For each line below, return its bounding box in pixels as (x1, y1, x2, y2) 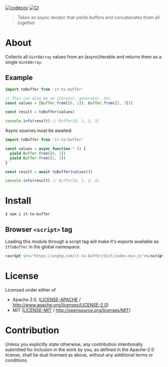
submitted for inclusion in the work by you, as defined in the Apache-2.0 (5, 346, 154, 352)
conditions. (5, 357, 28, 363)
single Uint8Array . (5, 59, 42, 65)
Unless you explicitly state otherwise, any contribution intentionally (5, 341, 143, 347)
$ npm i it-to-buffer (5, 211, 50, 217)
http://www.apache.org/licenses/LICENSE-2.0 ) (12, 301, 109, 307)
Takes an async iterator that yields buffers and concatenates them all (17, 14, 160, 20)
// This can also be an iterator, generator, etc (5, 95, 111, 101)
